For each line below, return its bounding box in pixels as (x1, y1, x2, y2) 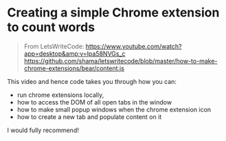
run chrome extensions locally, (16, 91, 104, 99)
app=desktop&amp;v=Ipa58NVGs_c (23, 50, 126, 58)
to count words (7, 19, 95, 35)
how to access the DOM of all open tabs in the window (16, 98, 172, 106)
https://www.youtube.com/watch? (85, 42, 182, 50)
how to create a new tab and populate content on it (16, 112, 162, 121)
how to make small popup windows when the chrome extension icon (16, 105, 212, 113)
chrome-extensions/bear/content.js (23, 64, 125, 72)
